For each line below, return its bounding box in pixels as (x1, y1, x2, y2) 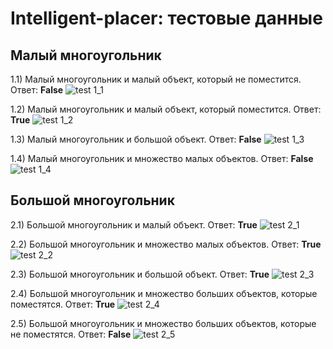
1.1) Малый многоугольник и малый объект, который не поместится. (10, 73, 302, 85)
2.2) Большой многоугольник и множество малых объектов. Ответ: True (10, 238, 322, 250)
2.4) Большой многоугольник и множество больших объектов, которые (10, 287, 318, 299)
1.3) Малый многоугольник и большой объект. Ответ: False (10, 133, 262, 145)
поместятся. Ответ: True (10, 298, 116, 310)
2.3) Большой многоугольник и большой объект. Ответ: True (10, 268, 270, 280)
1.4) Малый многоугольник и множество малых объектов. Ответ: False (10, 153, 314, 164)
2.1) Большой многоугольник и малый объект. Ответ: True (10, 218, 258, 231)
